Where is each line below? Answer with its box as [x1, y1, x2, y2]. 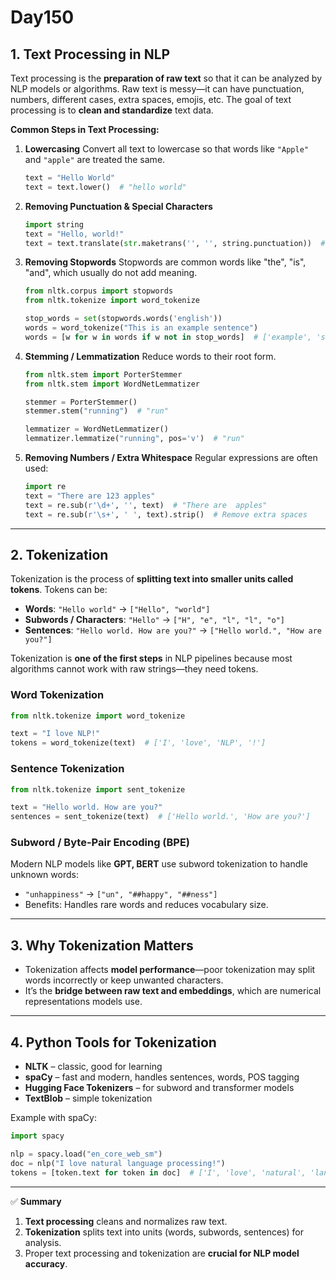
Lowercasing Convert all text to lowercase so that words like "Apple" [24, 143, 309, 155]
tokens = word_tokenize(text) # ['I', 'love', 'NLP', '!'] [10, 738, 267, 748]
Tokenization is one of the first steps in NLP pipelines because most [10, 652, 293, 665]
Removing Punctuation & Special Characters [24, 200, 213, 212]
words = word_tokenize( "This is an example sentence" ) [24, 323, 259, 333]
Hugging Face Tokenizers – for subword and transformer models [24, 1082, 295, 1094]
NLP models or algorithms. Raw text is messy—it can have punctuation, [10, 83, 305, 95]
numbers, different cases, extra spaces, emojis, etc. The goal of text [10, 94, 292, 105]
